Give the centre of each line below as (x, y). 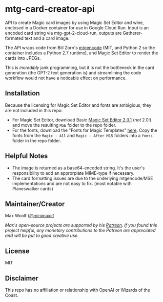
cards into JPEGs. (23, 58)
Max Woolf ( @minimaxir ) (30, 216)
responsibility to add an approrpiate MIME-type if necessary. (73, 173)
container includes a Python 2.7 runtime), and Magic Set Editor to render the (82, 53)
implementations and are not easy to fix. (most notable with (72, 183)
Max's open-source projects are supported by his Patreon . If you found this (81, 225)
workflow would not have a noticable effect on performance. (66, 78)
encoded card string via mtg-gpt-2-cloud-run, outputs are (63, 33)
